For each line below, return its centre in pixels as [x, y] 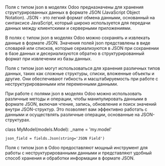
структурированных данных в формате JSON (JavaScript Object [73, 12]
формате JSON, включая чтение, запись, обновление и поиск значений [81, 104]
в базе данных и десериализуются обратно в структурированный [75, 53]
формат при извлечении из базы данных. [49, 59]
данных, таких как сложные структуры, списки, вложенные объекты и [80, 73]
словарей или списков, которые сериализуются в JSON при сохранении [82, 48]
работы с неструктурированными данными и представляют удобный [79, 153]
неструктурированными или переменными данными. [62, 84]
